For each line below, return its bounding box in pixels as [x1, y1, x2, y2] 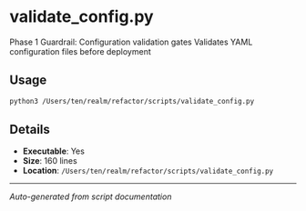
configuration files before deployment [9, 45, 152, 56]
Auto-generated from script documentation [9, 191, 172, 202]
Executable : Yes [22, 146, 85, 156]
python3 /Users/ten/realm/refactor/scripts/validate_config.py [9, 96, 255, 105]
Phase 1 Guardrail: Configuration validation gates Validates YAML [9, 36, 253, 47]
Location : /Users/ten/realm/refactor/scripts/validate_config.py [22, 166, 274, 176]
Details [9, 122, 50, 137]
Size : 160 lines [22, 156, 77, 166]
